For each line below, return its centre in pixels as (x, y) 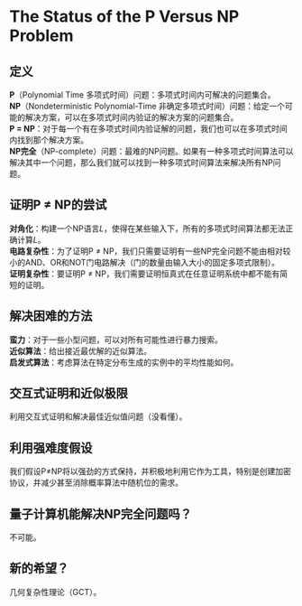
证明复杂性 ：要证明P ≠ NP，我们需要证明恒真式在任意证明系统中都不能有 (145, 274)
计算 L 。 (31, 239)
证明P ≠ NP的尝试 (58, 205)
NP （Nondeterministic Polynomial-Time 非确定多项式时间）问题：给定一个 (147, 106)
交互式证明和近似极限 (69, 393)
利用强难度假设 (51, 448)
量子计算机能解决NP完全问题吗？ (101, 513)
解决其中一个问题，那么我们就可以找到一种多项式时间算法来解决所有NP (141, 163)
